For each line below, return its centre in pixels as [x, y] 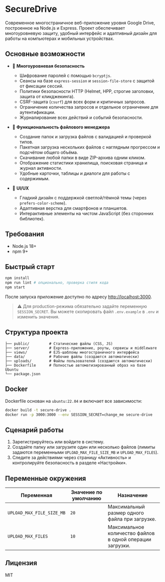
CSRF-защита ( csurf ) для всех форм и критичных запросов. [82, 102]
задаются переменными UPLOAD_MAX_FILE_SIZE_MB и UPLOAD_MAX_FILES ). [85, 452]
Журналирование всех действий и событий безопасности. [81, 117]
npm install [17, 278]
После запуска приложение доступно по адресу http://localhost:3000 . [79, 297]
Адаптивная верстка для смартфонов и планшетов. [73, 208]
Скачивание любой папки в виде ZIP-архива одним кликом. [82, 157]
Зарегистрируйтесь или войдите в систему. [58, 442]
